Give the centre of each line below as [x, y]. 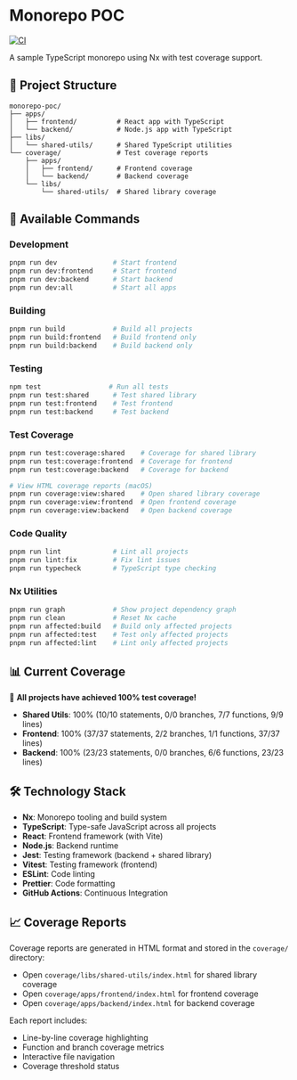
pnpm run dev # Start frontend [93, 263]
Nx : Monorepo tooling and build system [94, 817]
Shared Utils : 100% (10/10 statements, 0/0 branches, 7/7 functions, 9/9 [153, 715]
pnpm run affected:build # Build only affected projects [121, 626]
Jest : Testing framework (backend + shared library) [117, 855]
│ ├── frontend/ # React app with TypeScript [117, 121]
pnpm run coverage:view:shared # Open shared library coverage [135, 494]
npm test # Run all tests [89, 387]
